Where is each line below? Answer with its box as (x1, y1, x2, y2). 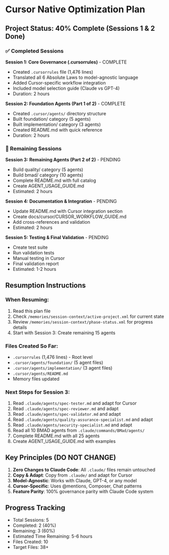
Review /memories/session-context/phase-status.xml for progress (12, 318, 153, 325)
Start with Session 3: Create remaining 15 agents (12, 329, 116, 336)
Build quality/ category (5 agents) (12, 166, 83, 173)
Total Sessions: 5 (12, 517, 49, 523)
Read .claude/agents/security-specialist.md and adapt (12, 422, 133, 428)
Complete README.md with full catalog (12, 178, 96, 184)
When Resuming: (5, 296, 49, 303)
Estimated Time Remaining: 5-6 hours (12, 533, 93, 540)
